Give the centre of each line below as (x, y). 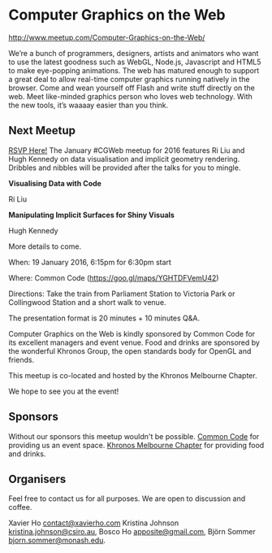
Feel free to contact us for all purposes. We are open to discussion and (127, 499)
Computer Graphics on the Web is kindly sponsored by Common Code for (132, 333)
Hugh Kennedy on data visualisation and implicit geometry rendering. (124, 159)
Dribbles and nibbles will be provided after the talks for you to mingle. (125, 168)
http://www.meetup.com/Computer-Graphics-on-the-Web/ (107, 37)
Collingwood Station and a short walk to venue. (87, 302)
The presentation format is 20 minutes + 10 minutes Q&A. (104, 318)
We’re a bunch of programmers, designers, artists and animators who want (134, 53)
